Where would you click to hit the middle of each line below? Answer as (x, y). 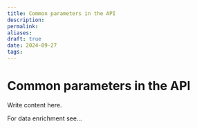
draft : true (24, 39)
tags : (15, 52)
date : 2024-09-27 (32, 45)
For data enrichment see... (45, 118)
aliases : (20, 33)
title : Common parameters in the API (62, 13)
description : (26, 20)
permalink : (23, 26)
